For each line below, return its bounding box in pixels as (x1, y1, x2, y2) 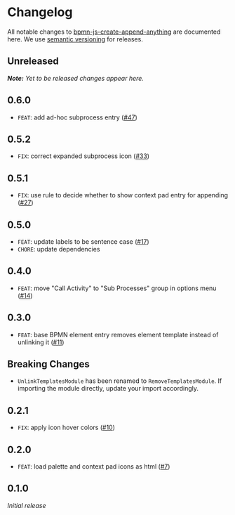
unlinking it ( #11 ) (17, 338, 65, 346)
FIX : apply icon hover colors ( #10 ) (17, 423, 116, 432)
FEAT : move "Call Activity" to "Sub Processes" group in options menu (17, 284, 217, 292)
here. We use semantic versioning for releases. (7, 34, 144, 43)
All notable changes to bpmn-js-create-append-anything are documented (7, 27, 221, 36)
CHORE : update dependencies (17, 245, 100, 253)
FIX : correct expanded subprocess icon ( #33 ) (17, 152, 149, 160)
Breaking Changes (7, 358, 90, 370)
